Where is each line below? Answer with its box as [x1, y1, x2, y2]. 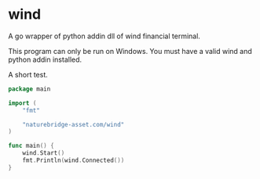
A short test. [8, 70, 49, 79]
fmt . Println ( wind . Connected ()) [22, 156, 125, 165]
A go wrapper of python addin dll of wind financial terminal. [8, 31, 200, 41]
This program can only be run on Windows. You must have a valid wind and [8, 46, 253, 55]
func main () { [8, 142, 55, 150]
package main [8, 84, 51, 93]
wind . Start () [22, 149, 65, 157]
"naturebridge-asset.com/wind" [22, 120, 125, 128]
